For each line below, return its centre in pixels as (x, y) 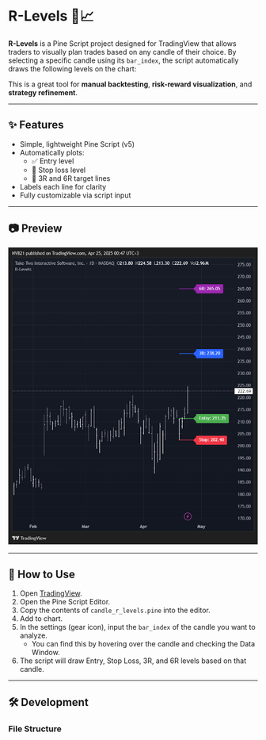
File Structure (35, 729)
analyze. (33, 635)
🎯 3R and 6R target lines (71, 178)
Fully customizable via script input (75, 195)
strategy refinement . (43, 92)
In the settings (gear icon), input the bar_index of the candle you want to (137, 627)
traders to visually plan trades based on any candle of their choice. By (122, 52)
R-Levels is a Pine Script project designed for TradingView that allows (122, 43)
